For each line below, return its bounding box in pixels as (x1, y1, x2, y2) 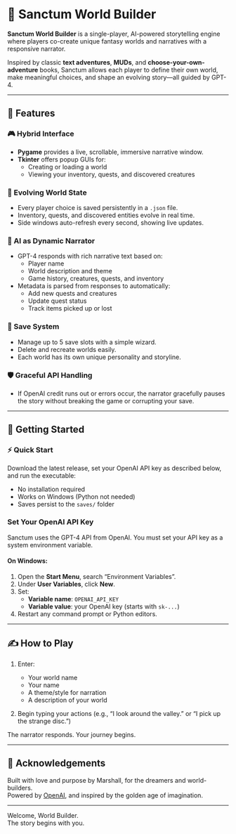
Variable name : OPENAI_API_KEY (27, 595, 119, 603)
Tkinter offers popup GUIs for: (17, 155, 107, 164)
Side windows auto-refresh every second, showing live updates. (17, 218, 204, 227)
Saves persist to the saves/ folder (17, 500, 114, 508)
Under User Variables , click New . (17, 580, 116, 588)
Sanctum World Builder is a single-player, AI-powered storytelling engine (7, 30, 221, 38)
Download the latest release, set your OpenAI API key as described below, (7, 464, 222, 472)
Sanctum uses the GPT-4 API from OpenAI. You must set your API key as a (7, 533, 223, 542)
